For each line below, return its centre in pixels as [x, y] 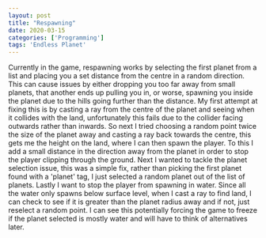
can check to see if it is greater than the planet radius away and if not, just [129, 202]
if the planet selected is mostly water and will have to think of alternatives [128, 219]
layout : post [30, 15]
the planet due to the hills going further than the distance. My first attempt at [133, 101]
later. [17, 227]
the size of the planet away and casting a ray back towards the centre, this [130, 134]
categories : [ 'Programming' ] [56, 38]
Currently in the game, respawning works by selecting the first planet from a [133, 67]
